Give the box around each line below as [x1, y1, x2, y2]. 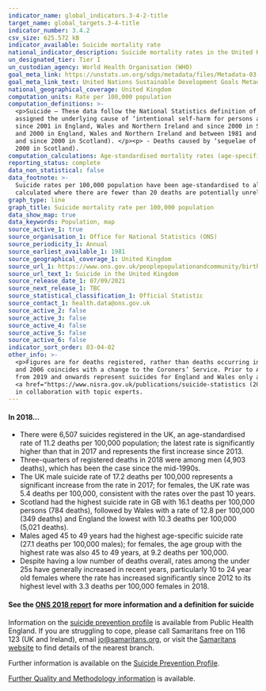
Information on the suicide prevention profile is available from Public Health [8, 617, 254, 627]
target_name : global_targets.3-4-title [8, 19, 140, 27]
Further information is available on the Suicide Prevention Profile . [8, 658, 220, 667]
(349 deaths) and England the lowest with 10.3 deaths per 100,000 [19, 514, 237, 524]
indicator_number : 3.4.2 [8, 26, 90, 34]
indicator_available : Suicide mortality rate [8, 41, 161, 49]
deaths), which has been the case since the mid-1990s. [19, 463, 201, 473]
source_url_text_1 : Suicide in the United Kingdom [8, 270, 179, 278]
